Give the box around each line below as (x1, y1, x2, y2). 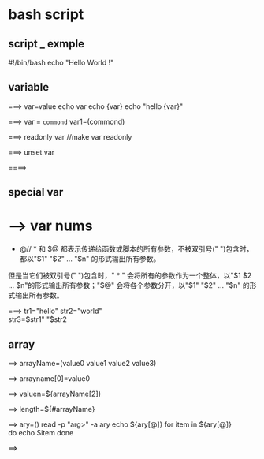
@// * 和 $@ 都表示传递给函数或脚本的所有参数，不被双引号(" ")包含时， (19, 244, 254, 254)
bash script (8, 6, 84, 24)
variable (8, 80, 50, 94)
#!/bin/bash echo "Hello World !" (8, 58, 114, 67)
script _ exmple (8, 37, 85, 50)
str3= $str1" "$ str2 (8, 315, 67, 324)
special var (8, 185, 64, 199)
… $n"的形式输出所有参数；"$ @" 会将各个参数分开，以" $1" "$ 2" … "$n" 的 (8, 281, 250, 290)
